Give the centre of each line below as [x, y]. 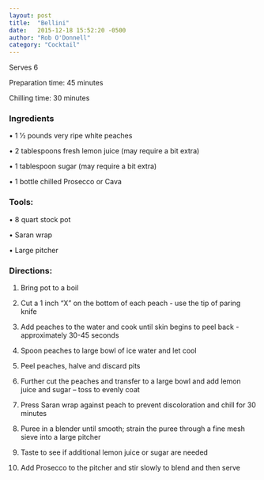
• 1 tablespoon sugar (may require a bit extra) [83, 166]
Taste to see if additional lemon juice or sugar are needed [114, 452]
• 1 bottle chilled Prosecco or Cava [65, 182]
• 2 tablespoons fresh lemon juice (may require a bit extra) [104, 151]
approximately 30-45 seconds [70, 335]
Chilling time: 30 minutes [49, 98]
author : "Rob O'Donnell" [50, 38]
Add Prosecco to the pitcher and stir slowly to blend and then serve [130, 468]
